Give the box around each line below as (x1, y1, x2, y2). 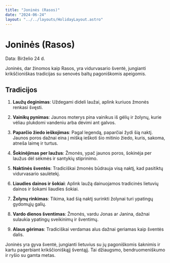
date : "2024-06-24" (5, 12, 47, 17)
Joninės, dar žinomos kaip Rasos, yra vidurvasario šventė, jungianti (5, 65, 146, 72)
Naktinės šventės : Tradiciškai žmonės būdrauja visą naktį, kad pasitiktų (12, 166, 163, 172)
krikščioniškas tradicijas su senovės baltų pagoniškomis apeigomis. (5, 71, 146, 77)
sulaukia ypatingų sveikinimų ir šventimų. (12, 216, 99, 222)
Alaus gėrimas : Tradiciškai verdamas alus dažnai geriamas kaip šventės (12, 226, 164, 233)
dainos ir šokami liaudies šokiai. (12, 186, 79, 192)
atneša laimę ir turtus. (12, 140, 58, 146)
